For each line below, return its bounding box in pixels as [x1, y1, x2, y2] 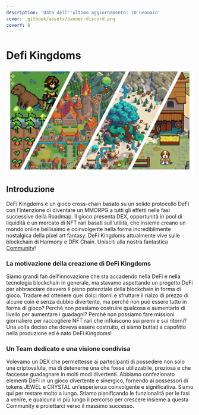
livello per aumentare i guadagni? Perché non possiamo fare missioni [6, 310, 175, 318]
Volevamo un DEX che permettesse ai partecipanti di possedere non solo [6, 358, 185, 366]
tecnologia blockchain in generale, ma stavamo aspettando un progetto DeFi [6, 279, 193, 286]
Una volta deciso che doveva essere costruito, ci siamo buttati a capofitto [6, 323, 187, 330]
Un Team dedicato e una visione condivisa [6, 344, 131, 352]
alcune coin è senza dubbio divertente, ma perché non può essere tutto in [6, 298, 187, 305]
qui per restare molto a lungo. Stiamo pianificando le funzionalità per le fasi [6, 390, 190, 397]
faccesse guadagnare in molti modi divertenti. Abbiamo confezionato [6, 371, 175, 378]
